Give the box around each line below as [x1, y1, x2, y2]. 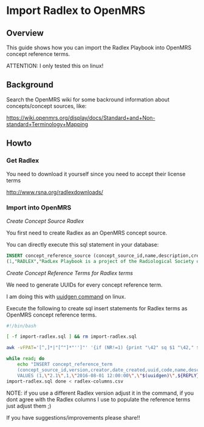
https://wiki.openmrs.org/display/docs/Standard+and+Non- [6, 114, 156, 121]
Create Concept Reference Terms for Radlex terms [6, 269, 134, 276]
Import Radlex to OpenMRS [6, 4, 146, 18]
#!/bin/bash [6, 323, 36, 329]
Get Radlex [6, 156, 39, 165]
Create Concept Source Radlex [6, 217, 84, 225]
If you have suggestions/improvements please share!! [6, 414, 141, 421]
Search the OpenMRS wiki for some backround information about [6, 95, 170, 103]
